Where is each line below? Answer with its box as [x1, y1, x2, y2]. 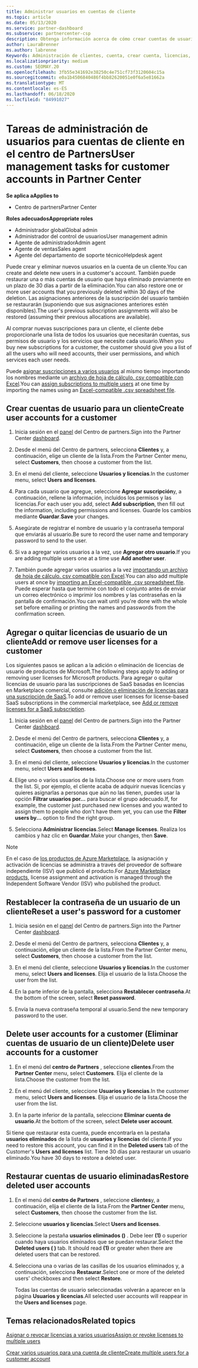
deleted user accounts [6, 1181, 91, 1191]
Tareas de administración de [6, 122, 148, 135]
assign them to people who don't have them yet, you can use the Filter [14, 808, 187, 815]
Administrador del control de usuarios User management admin [14, 232, 168, 240]
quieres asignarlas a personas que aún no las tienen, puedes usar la [14, 789, 180, 796]
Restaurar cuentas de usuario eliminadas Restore [6, 1172, 189, 1182]
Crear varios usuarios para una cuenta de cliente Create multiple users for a [6, 1349, 189, 1356]
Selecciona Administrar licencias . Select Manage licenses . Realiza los [14, 826, 187, 833]
